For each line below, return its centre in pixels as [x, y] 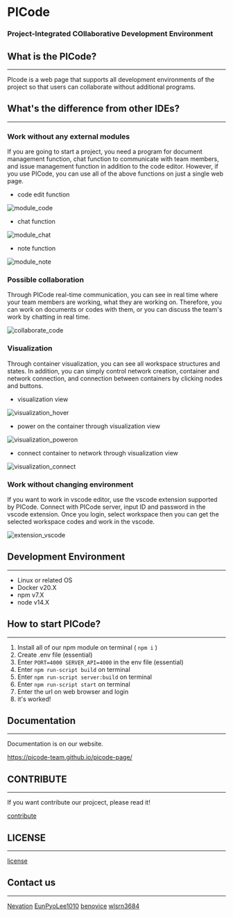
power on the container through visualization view [89, 426]
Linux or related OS [45, 580]
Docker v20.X [37, 587]
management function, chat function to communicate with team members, [113, 159]
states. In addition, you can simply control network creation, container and [113, 371]
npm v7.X [31, 595]
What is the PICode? [52, 56]
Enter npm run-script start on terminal [74, 684]
